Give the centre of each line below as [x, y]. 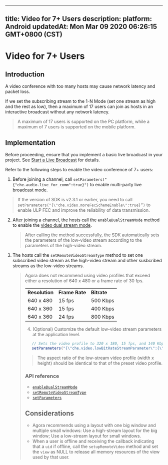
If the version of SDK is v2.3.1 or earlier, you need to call [75, 200]
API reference [42, 376]
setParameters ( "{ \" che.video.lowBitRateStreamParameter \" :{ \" [98, 348]
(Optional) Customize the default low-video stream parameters [97, 329]
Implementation [30, 143]
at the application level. [56, 335]
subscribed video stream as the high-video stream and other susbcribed [87, 261]
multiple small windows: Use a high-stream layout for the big [95, 431]
